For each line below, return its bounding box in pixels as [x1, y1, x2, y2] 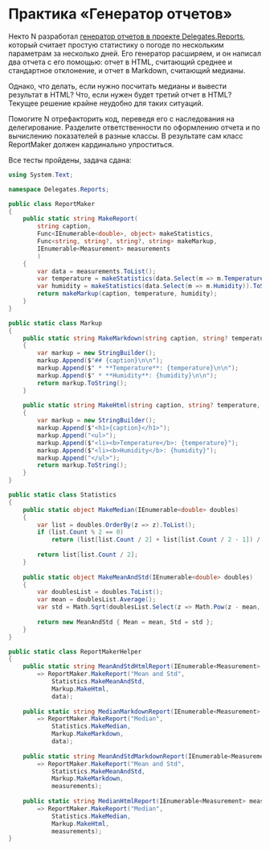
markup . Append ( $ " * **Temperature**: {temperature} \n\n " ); [37, 364, 239, 373]
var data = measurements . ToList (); [37, 267, 157, 275]
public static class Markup [8, 319, 103, 327]
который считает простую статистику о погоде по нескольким [8, 39, 224, 49]
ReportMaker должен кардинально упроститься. [8, 139, 174, 149]
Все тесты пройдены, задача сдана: [8, 155, 132, 165]
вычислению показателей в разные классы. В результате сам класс [8, 130, 243, 141]
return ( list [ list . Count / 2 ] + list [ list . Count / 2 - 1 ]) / [51, 536, 261, 544]
